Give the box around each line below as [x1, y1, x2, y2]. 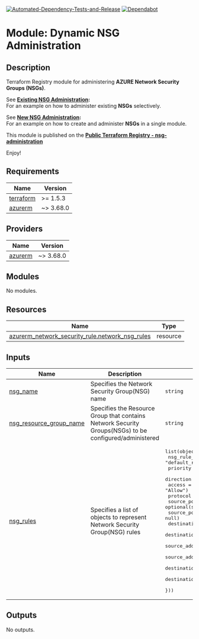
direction [165, 476, 191, 483]
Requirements [6, 167, 59, 177]
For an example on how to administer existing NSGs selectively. [6, 103, 161, 109]
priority [168, 465, 191, 471]
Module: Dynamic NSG [6, 27, 120, 40]
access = [168, 482, 191, 488]
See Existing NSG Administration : [6, 96, 91, 103]
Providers [6, 224, 43, 234]
